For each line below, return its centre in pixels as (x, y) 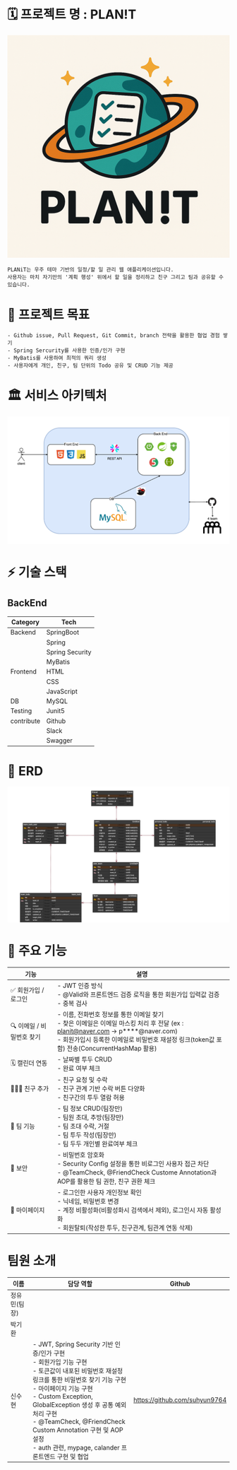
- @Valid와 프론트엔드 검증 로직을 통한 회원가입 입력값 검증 (138, 994)
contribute (25, 721)
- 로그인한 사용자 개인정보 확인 (99, 1192)
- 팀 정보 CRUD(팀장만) (90, 1108)
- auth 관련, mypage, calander (76, 1447)
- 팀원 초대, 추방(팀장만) (90, 1117)
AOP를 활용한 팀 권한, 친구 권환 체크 (106, 1181)
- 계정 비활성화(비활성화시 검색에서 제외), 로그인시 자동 (133, 1210)
